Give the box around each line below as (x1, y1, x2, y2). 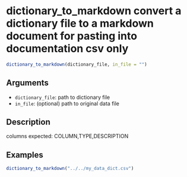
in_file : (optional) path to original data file (14, 99, 120, 107)
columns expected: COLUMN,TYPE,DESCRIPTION (6, 133, 129, 140)
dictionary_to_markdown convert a (6, 4, 182, 18)
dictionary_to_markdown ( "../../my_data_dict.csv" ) (6, 166, 134, 172)
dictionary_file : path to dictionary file (14, 94, 110, 101)
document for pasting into (6, 30, 138, 43)
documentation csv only (6, 42, 129, 56)
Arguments (6, 78, 49, 88)
